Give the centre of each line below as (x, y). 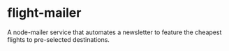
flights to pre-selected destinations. (59, 39)
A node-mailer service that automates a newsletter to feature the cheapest (114, 32)
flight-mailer (44, 13)
